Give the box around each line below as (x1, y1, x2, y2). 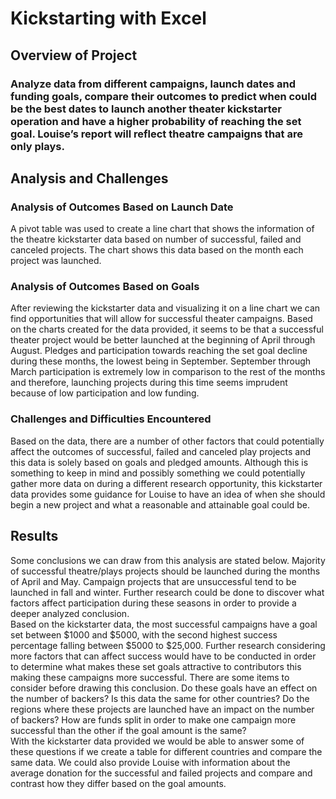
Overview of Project (10, 47, 138, 64)
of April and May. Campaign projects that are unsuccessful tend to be (10, 575, 297, 587)
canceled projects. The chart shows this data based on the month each (10, 244, 304, 256)
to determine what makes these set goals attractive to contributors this (10, 660, 302, 672)
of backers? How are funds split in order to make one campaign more (10, 713, 297, 726)
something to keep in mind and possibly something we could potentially (10, 467, 306, 479)
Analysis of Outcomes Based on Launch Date (10, 200, 234, 214)
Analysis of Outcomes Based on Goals (10, 280, 200, 294)
